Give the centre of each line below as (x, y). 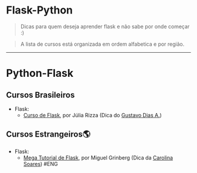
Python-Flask (40, 73)
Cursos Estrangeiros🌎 (48, 135)
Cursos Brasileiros (40, 95)
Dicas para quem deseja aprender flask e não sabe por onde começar (105, 26)
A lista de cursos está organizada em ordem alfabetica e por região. (102, 44)
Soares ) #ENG (40, 164)
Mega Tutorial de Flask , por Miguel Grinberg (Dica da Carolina (98, 157)
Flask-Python (40, 10)
